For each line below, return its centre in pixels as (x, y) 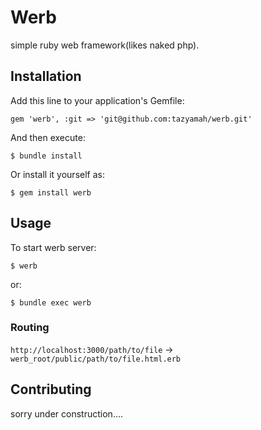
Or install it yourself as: (57, 174)
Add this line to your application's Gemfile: (97, 100)
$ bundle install (46, 156)
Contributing (51, 389)
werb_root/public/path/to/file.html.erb (96, 359)
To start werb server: (53, 247)
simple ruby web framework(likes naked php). (105, 45)
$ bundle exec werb (51, 302)
